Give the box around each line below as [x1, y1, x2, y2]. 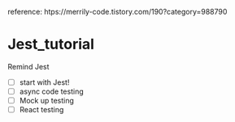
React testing [19, 105, 64, 115]
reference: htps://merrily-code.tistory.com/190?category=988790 [7, 7, 228, 16]
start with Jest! [19, 77, 70, 87]
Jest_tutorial [7, 36, 95, 53]
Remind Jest [7, 61, 50, 71]
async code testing [19, 86, 84, 96]
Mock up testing [19, 96, 75, 106]
